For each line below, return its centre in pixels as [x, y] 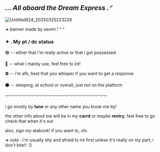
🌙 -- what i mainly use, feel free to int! [43, 64]
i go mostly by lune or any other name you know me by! [61, 107]
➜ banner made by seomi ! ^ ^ [35, 29]
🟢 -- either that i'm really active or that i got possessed [61, 52]
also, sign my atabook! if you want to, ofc [46, 131]
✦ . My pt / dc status [29, 42]
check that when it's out [29, 121]
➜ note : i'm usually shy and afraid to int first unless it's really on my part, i [80, 140]
